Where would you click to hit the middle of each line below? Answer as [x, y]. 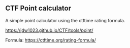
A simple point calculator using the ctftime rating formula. [65, 20]
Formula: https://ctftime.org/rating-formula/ [51, 40]
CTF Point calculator [38, 8]
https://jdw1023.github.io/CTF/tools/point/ [49, 30]
